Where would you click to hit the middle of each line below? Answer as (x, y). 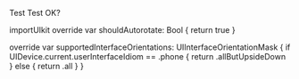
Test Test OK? (35, 13)
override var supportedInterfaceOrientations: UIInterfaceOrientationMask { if (150, 47)
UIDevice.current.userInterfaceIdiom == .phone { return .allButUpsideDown (148, 56)
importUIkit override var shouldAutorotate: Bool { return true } (122, 30)
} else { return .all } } (47, 66)
